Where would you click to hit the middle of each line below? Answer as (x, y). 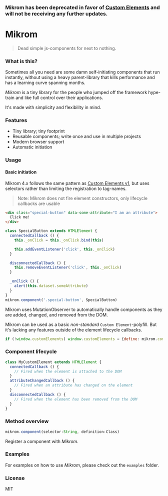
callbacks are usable (38, 203)
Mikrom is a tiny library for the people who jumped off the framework (76, 92)
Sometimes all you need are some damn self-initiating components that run (82, 72)
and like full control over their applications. (59, 98)
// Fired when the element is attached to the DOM (68, 371)
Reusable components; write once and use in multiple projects (76, 136)
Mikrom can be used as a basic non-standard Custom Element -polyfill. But (81, 324)
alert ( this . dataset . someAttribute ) (51, 286)
